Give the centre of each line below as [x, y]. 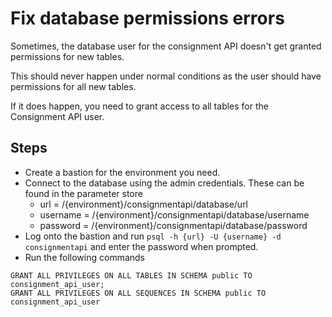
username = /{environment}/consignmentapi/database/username [174, 214]
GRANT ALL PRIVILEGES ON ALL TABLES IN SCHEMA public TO [131, 275]
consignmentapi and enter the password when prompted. [141, 246]
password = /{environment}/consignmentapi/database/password [173, 225]
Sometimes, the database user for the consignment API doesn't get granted [166, 46]
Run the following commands [84, 257]
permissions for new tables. [67, 56]
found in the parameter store [83, 193]
